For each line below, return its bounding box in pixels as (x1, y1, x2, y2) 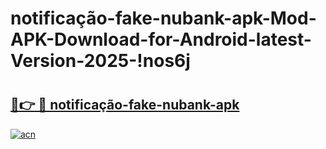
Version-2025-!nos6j (10, 50, 191, 72)
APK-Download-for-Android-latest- (10, 28, 312, 51)
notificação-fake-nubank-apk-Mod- (10, 7, 317, 30)
